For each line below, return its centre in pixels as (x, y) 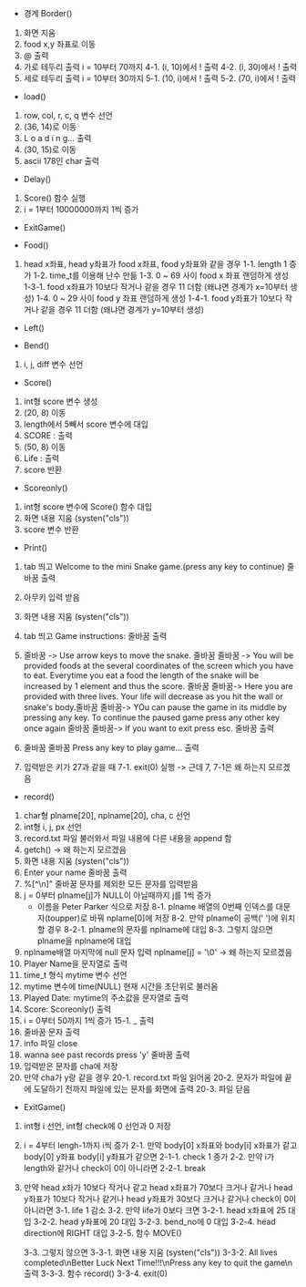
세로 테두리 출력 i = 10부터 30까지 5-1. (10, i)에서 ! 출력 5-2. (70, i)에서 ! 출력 (160, 78)
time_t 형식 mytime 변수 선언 (75, 975)
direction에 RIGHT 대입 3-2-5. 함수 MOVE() (103, 1233)
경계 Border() (48, 13)
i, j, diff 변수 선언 (53, 364)
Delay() (37, 179)
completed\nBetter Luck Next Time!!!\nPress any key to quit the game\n (158, 1262)
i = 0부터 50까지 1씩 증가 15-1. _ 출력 (89, 1020)
